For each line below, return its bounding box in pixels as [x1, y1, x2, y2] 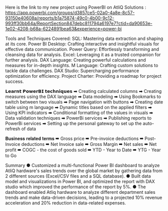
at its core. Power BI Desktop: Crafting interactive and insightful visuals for [5, 41, 159, 47]
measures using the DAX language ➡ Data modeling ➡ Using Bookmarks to [5, 93, 161, 99]
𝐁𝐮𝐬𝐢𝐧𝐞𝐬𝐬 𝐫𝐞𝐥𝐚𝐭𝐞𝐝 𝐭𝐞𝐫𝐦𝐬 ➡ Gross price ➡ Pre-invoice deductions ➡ [5, 136, 144, 141]
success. [5, 78, 24, 84]
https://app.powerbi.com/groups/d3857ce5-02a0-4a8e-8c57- [5, 10, 135, 16]
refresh [5, 126, 21, 132]
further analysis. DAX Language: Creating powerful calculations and [5, 57, 146, 63]
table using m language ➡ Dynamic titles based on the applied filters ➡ [5, 104, 152, 110]
